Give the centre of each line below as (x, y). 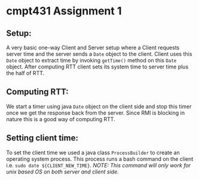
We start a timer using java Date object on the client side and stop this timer (99, 106)
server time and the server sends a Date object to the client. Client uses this (99, 54)
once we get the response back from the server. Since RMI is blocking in (96, 113)
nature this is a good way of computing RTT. (61, 119)
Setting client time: (42, 138)
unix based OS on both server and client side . (63, 172)
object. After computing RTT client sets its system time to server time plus (97, 67)
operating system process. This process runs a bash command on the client (100, 159)
